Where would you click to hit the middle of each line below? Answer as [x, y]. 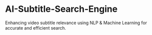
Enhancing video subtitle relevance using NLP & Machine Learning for [76, 23]
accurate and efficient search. [36, 28]
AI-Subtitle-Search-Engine [61, 9]
